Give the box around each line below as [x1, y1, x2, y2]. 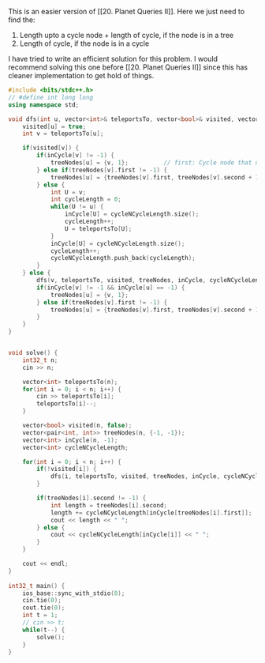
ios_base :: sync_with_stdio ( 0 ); [22, 589, 125, 597]
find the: [8, 15, 35, 24]
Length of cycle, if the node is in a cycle [19, 39, 150, 48]
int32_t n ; [22, 356, 58, 364]
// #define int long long [8, 93, 93, 101]
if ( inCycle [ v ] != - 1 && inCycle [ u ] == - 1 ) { [36, 284, 185, 292]
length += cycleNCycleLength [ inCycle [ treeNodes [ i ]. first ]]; [50, 509, 252, 517]
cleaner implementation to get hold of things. [8, 71, 155, 80]
